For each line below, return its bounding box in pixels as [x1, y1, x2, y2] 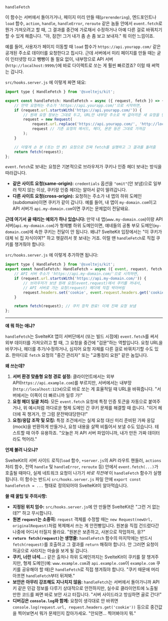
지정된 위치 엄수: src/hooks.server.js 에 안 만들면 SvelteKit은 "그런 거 [12, 504, 151, 510]
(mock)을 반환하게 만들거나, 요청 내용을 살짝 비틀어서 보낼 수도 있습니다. [12, 424, 154, 430]
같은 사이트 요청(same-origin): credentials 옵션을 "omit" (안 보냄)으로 [12, 180, 152, 186]
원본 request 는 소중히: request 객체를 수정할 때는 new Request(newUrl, [12, 516, 153, 522]
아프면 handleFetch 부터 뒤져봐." [12, 573, 75, 579]
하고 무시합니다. [22, 510, 53, 516]
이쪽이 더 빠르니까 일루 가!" [29, 392, 83, 398]
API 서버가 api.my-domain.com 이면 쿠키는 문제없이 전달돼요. [12, 205, 130, 212]
